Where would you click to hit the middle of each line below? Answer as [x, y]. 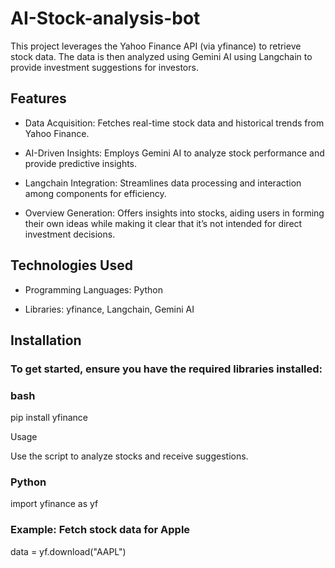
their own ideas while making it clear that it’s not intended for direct [163, 223]
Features [38, 98]
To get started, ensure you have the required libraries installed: [166, 369]
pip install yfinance [49, 418]
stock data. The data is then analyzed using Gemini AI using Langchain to [161, 56]
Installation [46, 340]
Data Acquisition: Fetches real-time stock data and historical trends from [174, 123]
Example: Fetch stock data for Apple [100, 530]
